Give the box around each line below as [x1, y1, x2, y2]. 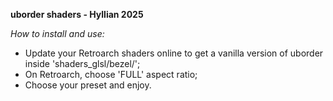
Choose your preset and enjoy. [24, 79, 152, 91]
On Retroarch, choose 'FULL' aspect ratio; [24, 69, 198, 80]
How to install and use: [10, 28, 105, 39]
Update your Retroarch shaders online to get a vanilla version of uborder [24, 47, 324, 59]
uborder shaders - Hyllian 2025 [10, 9, 144, 20]
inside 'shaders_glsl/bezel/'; [24, 58, 141, 69]
